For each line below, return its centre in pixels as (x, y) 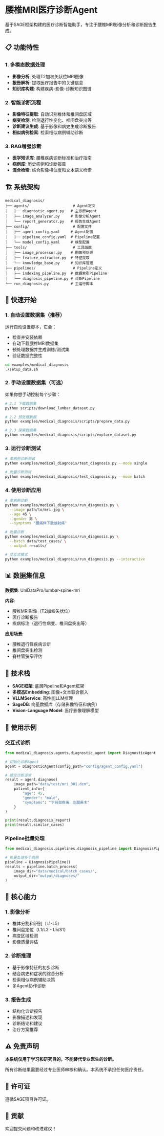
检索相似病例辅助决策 (33, 980)
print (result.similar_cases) (35, 825)
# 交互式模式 (16, 555)
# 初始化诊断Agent (22, 762)
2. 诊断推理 (18, 956)
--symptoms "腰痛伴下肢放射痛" (38, 523)
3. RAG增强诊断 (23, 146)
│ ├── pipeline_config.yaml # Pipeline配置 (52, 237)
